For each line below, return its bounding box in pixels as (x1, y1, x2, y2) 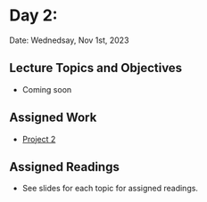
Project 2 (21, 133, 56, 144)
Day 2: (9, 5, 58, 26)
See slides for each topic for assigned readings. (21, 183, 199, 194)
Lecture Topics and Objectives (9, 61, 183, 76)
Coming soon (21, 84, 72, 94)
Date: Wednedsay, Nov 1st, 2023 (9, 35, 129, 45)
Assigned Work (9, 110, 97, 125)
